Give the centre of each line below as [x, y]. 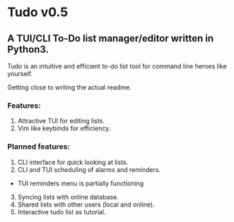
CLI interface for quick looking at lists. [73, 162]
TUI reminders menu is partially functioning [81, 183]
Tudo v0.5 [38, 12]
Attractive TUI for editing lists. [61, 121]
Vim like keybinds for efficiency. [64, 128]
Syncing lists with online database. [68, 197]
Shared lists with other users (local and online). [86, 204]
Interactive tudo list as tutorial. [62, 211]
